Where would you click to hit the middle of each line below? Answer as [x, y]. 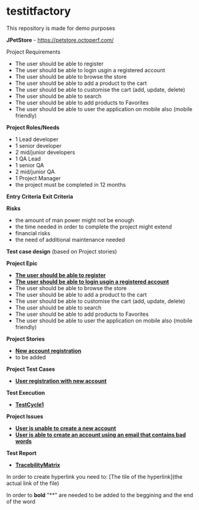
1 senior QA [30, 165]
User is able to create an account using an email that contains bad [100, 434]
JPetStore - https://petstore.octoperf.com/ [60, 40]
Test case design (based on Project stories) [62, 251]
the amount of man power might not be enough [74, 220]
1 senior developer [38, 145]
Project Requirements [34, 52]
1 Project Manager [38, 178]
